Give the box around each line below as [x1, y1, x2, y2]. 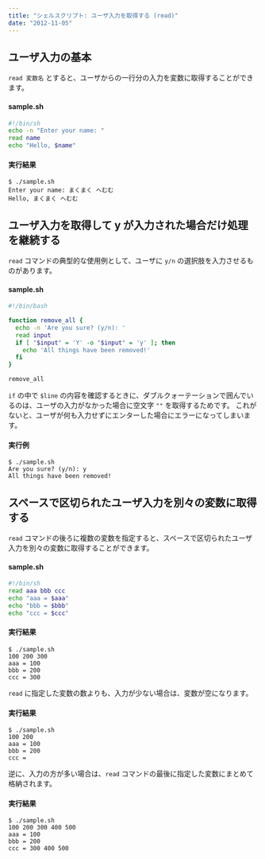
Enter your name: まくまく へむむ [8, 186, 114, 195]
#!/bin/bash [8, 302, 48, 310]
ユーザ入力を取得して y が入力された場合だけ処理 [8, 218, 248, 231]
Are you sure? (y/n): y [8, 465, 87, 473]
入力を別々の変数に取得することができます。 [8, 543, 154, 553]
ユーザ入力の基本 [8, 50, 92, 64]
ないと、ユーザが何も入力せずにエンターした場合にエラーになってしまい [8, 410, 244, 420]
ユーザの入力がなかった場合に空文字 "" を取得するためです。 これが [35, 401, 257, 410]
